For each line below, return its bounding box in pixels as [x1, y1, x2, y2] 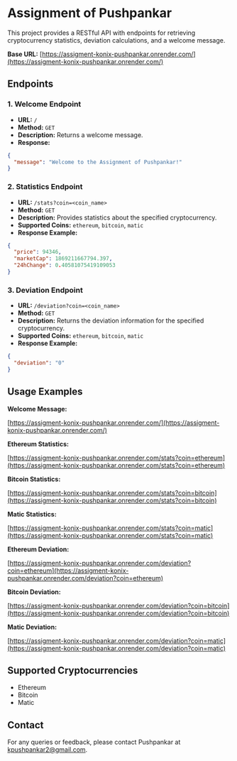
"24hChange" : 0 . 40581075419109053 [13, 261, 116, 269]
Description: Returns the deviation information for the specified [17, 316, 204, 325]
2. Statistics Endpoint [7, 182, 83, 192]
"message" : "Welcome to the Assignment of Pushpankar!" [13, 158, 182, 166]
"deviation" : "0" [13, 360, 65, 367]
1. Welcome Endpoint [7, 99, 82, 109]
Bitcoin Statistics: [7, 475, 61, 483]
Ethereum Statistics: [7, 439, 70, 448]
